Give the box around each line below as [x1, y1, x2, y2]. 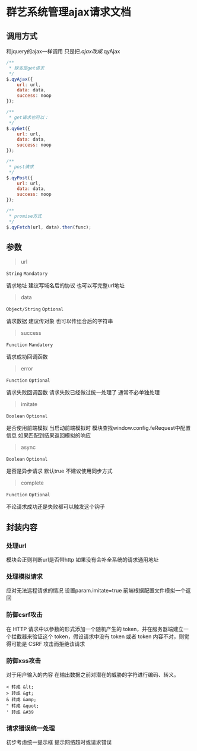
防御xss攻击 [6, 657, 42, 665]
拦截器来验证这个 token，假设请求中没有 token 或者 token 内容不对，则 [11, 633, 185, 640]
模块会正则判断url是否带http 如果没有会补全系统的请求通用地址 [6, 556, 159, 563]
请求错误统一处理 [6, 724, 55, 732]
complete [20, 479, 45, 487]
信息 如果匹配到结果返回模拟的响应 [6, 432, 91, 439]
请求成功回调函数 [6, 353, 48, 360]
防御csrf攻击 [6, 611, 43, 619]
